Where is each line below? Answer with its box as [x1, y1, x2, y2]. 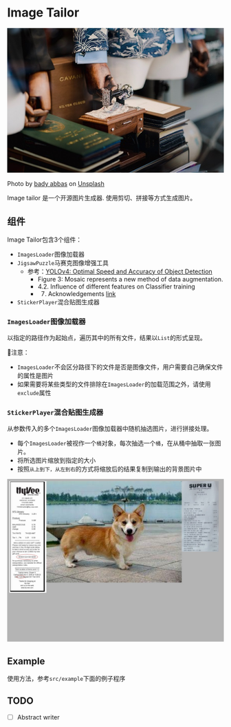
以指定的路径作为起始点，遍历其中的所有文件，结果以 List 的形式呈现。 [7, 334, 206, 342]
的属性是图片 [16, 372, 54, 380]
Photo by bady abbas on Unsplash [7, 179, 105, 187]
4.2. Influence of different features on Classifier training [37, 282, 196, 291]
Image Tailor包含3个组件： [7, 235, 82, 244]
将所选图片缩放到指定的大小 [16, 456, 96, 465]
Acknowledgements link [47, 289, 116, 297]
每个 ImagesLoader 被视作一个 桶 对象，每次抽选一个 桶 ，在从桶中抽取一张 [16, 439, 215, 447]
